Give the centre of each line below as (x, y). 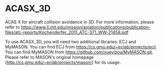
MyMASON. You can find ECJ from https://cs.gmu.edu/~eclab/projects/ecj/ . (81, 47)
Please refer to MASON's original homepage (49, 57)
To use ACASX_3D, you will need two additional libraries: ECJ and (71, 41)
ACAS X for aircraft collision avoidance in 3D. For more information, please (80, 22)
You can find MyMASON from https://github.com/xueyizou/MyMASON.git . (79, 52)
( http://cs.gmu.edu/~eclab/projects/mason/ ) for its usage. (63, 62)
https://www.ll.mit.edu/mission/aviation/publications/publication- (86, 27)
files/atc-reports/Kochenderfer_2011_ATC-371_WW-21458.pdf (67, 32)
